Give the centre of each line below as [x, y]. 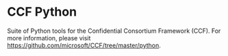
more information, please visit [49, 38]
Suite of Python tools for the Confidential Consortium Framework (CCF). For [114, 31]
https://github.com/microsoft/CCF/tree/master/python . [84, 45]
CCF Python [42, 12]
